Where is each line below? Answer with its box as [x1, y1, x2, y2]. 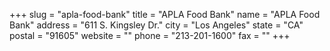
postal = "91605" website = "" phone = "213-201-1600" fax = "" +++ [9, 30, 291, 41]
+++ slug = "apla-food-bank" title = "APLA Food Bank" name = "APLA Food [9, 9, 321, 20]
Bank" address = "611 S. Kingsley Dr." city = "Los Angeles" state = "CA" [9, 19, 304, 31]
